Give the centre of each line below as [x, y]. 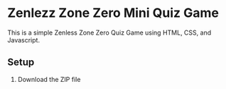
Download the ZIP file [49, 79]
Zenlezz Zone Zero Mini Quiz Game [113, 13]
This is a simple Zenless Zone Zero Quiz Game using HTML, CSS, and [109, 32]
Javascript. [24, 40]
